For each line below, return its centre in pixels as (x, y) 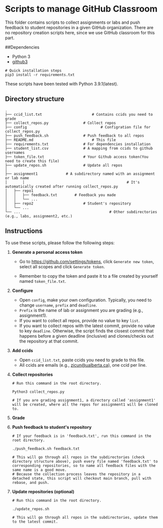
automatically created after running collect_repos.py (62, 186)
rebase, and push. (31, 482)
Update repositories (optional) (43, 491)
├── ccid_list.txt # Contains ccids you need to (79, 114)
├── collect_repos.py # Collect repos (61, 123)
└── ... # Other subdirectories (81, 212)
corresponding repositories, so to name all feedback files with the (84, 466)
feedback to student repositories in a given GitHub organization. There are (79, 27)
